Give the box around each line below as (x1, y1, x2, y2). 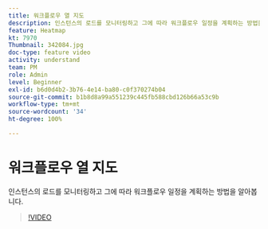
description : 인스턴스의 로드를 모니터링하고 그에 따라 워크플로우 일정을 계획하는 (8, 19, 244, 27)
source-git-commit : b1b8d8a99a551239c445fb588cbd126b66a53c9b (8, 93, 219, 101)
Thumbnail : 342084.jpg (8, 41, 84, 49)
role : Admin (8, 71, 48, 79)
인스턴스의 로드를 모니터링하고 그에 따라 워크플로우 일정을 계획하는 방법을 (8, 186, 237, 196)
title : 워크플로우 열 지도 (8, 11, 85, 20)
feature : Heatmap (8, 26, 66, 34)
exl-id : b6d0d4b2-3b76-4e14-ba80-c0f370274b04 (8, 85, 166, 94)
